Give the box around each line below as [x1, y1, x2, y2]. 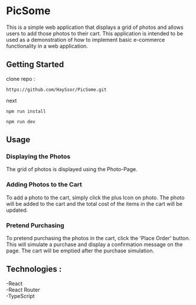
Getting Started [6, 60, 64, 70]
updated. [6, 206, 28, 214]
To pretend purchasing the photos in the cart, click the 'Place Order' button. [6, 235, 191, 242]
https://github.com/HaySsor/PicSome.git [6, 87, 107, 93]
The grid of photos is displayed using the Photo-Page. [6, 166, 138, 173]
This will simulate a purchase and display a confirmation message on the [6, 241, 183, 248]
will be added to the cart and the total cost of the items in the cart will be [6, 200, 183, 207]
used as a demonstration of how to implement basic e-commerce [6, 36, 165, 43]
